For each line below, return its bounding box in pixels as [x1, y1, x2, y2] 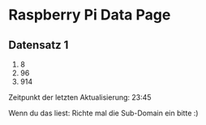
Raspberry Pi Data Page [8, 6, 171, 24]
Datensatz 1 [8, 38, 69, 52]
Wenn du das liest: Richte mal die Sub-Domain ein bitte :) [8, 108, 199, 118]
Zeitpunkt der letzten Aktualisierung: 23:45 [8, 93, 152, 102]
